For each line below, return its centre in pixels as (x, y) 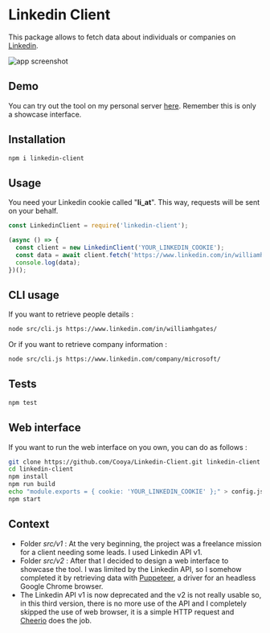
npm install (28, 477)
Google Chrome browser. (61, 586)
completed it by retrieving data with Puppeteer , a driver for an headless (138, 578)
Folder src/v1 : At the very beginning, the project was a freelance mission (141, 543)
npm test (23, 402)
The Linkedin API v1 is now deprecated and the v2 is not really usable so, (141, 594)
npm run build (32, 484)
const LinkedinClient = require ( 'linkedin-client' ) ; (98, 226)
